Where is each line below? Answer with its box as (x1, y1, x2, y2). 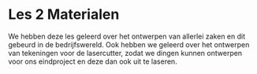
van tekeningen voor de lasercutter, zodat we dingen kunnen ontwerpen (8, 48, 243, 57)
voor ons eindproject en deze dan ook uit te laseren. (8, 57, 177, 66)
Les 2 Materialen (8, 6, 120, 24)
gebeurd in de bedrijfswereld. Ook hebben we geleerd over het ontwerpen (8, 39, 250, 49)
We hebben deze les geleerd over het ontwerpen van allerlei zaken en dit (8, 31, 246, 41)
